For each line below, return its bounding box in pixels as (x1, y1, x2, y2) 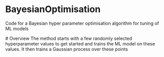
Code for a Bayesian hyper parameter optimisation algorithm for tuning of (5, 20, 159, 26)
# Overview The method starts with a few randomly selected (5, 35, 132, 41)
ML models (5, 25, 29, 31)
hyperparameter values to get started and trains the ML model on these (5, 40, 155, 46)
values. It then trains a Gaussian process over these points (5, 46, 128, 52)
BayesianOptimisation (5, 4, 101, 15)
